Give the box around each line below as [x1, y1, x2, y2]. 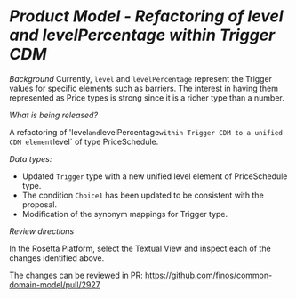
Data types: [9, 153, 52, 164]
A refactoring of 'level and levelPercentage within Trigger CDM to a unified [9, 126, 283, 137]
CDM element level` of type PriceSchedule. [9, 136, 159, 147]
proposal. [21, 198, 58, 210]
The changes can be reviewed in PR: [9, 270, 144, 280]
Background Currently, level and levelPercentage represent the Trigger [9, 73, 273, 84]
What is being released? [9, 109, 99, 120]
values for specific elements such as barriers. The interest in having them [9, 83, 278, 93]
